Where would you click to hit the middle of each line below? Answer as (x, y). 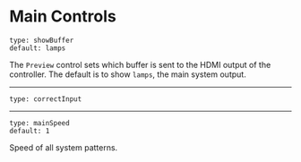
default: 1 (30, 131)
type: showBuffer (42, 40)
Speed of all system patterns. (64, 147)
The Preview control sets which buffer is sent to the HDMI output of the (140, 64)
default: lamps (38, 48)
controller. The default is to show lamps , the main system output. (128, 74)
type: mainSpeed (39, 123)
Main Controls (63, 17)
